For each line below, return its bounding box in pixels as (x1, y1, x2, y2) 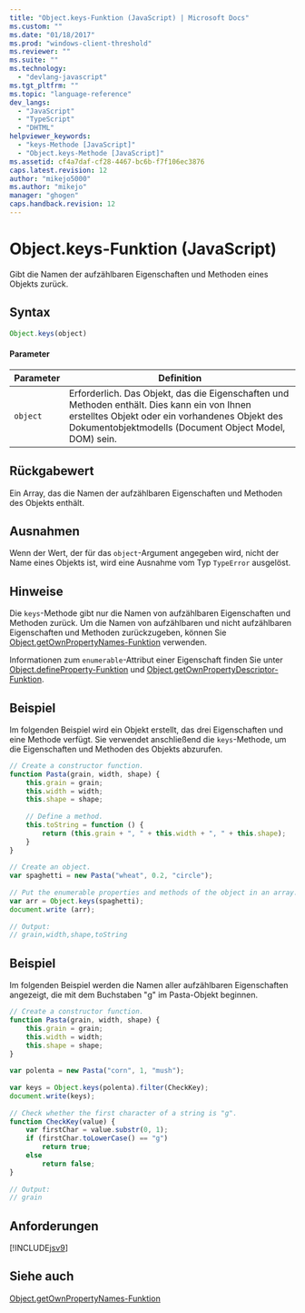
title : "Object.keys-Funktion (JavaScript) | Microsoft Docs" (9, 13, 250, 23)
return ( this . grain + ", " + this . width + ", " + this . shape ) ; (42, 829, 287, 838)
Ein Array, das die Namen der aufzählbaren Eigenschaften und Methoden (9, 488, 283, 499)
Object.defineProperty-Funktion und (9, 664, 145, 675)
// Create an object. (9, 863, 92, 872)
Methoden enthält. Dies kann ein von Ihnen (68, 398, 251, 410)
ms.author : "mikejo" (9, 183, 88, 192)
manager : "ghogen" (9, 191, 79, 200)
